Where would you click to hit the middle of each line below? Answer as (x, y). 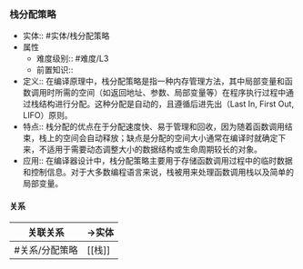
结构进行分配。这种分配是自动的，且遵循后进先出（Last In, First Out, (166, 104)
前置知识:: (55, 70)
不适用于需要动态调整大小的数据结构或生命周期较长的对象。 (150, 149)
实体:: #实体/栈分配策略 (66, 36)
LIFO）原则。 (47, 115)
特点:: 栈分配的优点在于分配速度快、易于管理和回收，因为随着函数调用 (153, 127)
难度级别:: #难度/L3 (72, 59)
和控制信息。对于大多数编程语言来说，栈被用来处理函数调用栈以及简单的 (158, 172)
